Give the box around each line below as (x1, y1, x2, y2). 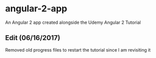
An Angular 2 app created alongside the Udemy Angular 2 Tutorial (5, 19, 141, 25)
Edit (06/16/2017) (5, 34, 60, 42)
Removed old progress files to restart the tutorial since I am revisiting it (5, 47, 151, 53)
